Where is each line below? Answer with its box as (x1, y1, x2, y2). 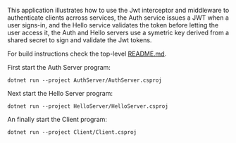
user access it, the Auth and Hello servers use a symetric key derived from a (7, 28, 230, 37)
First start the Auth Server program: (7, 63, 111, 71)
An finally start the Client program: (7, 116, 108, 123)
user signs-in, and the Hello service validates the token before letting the (7, 21, 219, 29)
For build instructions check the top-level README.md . (7, 49, 167, 58)
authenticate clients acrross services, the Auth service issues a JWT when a (7, 13, 229, 22)
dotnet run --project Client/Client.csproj (7, 129, 137, 136)
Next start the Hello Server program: (7, 89, 113, 97)
